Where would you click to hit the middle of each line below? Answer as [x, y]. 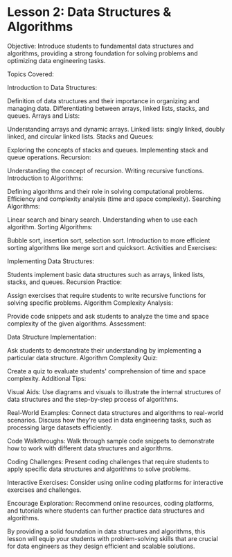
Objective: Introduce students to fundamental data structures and [100, 46]
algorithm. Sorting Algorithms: [50, 227]
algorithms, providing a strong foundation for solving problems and [103, 53]
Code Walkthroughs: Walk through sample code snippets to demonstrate [111, 441]
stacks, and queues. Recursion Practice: [65, 282]
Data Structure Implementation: [52, 337]
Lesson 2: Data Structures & [89, 12]
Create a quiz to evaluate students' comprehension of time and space [107, 371]
